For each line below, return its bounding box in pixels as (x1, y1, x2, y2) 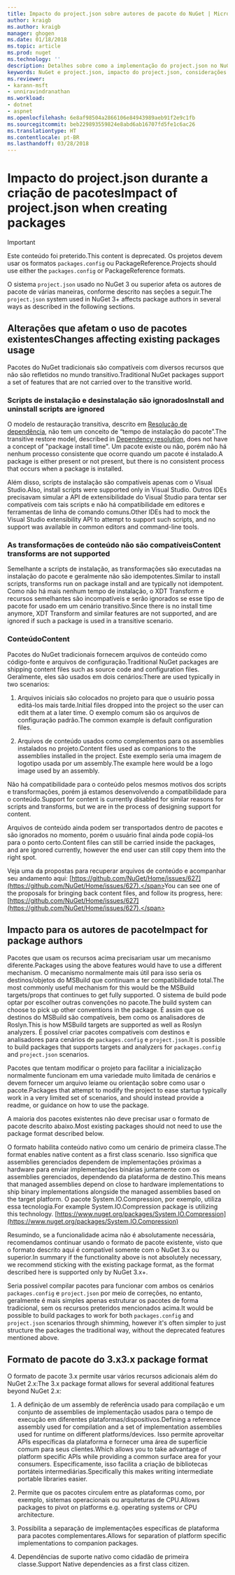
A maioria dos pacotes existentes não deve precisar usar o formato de (7, 1114, 210, 1123)
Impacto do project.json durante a (7, 171, 208, 186)
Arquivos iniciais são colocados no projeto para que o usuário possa (17, 693, 215, 701)
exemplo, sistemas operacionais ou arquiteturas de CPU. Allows (17, 1496, 200, 1504)
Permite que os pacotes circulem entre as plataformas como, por (17, 1488, 205, 1497)
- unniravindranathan (7, 88, 71, 95)
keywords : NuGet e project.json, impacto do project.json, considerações (7, 69, 227, 76)
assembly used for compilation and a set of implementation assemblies (17, 1423, 222, 1431)
